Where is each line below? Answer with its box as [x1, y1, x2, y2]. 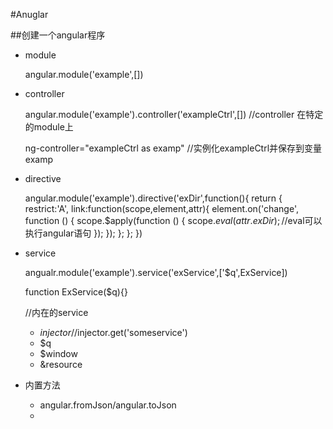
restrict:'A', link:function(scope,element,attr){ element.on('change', [24, 203, 299, 214]
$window [39, 348, 78, 359]
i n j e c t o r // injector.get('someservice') [39, 327, 188, 338]
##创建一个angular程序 [10, 29, 106, 41]
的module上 [24, 121, 74, 133]
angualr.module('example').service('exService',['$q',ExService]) [24, 267, 288, 278]
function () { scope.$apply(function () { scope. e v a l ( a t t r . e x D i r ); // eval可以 [24, 215, 323, 226]
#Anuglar [10, 9, 49, 20]
